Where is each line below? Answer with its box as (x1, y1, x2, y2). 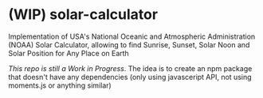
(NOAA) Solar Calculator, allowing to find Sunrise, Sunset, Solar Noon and (8, 40, 250, 49)
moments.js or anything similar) (8, 81, 112, 90)
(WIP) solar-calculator (8, 6, 158, 24)
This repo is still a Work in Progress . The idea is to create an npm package (8, 63, 253, 73)
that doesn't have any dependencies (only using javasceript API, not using (8, 72, 253, 81)
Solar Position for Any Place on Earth (8, 48, 129, 58)
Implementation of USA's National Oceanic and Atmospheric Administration (8, 32, 256, 41)
